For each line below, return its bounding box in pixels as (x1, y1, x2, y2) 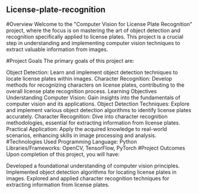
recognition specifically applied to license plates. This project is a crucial (6, 33, 184, 40)
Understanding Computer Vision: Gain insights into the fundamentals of (6, 94, 181, 101)
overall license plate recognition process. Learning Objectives (6, 87, 157, 94)
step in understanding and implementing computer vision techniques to (6, 39, 181, 46)
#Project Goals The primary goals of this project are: (6, 57, 135, 64)
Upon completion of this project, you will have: (6, 151, 120, 158)
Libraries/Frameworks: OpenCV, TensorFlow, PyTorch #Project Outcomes (6, 144, 186, 151)
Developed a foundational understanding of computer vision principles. (6, 162, 180, 169)
